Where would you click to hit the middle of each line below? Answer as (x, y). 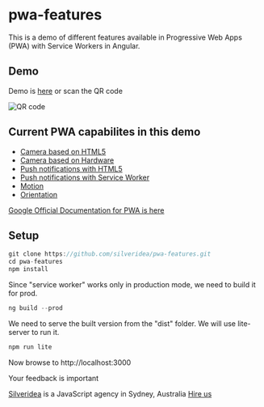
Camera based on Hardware (67, 160)
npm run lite (30, 347)
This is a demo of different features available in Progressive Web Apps (125, 37)
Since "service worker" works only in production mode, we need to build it (132, 284)
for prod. (23, 293)
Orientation (39, 194)
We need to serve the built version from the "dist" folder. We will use (122, 323)
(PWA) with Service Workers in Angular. (74, 45)
